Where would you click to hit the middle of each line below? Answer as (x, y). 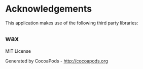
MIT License (18, 51)
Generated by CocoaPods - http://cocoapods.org (57, 61)
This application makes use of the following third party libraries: (72, 23)
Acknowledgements (49, 9)
